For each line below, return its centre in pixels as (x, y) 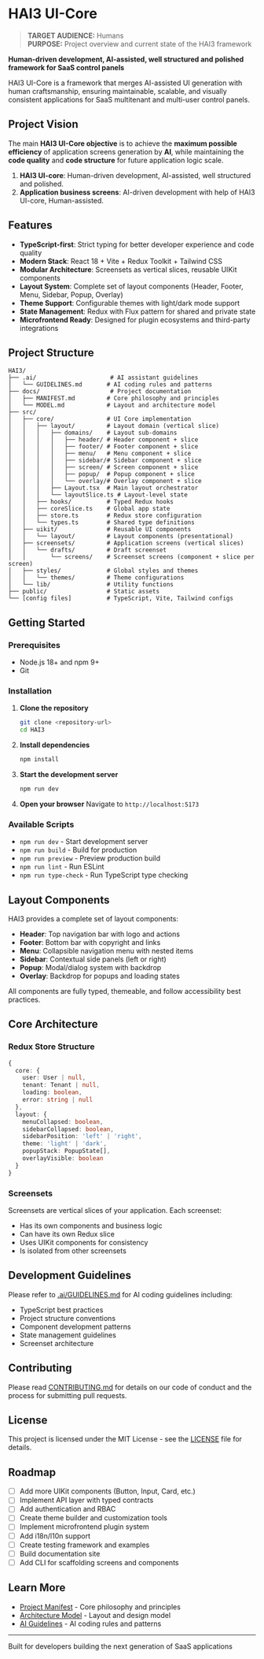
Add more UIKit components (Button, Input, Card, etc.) (108, 1491)
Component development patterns (75, 1326)
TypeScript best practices (61, 1310)
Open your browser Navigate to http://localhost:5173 (109, 804)
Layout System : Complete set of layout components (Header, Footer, (131, 286)
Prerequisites (34, 645)
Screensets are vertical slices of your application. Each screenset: (115, 1210)
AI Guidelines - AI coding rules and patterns (90, 1624)
